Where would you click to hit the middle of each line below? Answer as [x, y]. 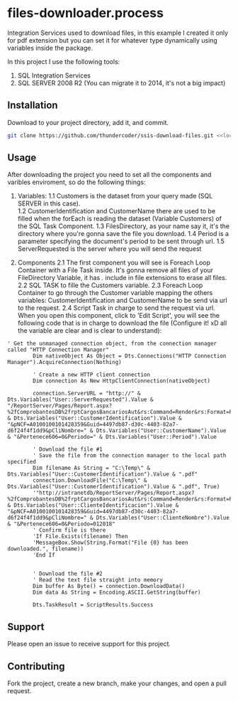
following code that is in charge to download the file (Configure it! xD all [122, 323]
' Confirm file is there [69, 530]
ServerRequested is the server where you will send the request [109, 249]
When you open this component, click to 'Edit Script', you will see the [118, 316]
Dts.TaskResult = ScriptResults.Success [93, 605]
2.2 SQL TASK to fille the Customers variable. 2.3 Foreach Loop [110, 285]
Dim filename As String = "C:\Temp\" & [92, 468]
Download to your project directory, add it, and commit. [88, 122]
